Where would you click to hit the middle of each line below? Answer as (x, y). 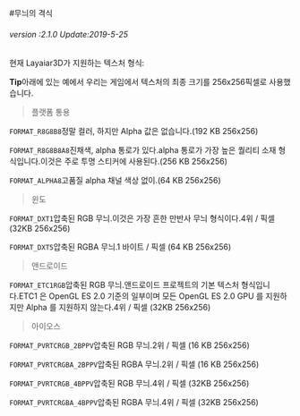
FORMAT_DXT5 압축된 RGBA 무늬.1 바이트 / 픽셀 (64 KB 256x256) (120, 247)
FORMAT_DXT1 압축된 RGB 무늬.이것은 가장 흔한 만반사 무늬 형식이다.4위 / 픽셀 (142, 218)
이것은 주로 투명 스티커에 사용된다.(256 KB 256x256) (134, 161)
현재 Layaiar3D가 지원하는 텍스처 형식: (77, 63)
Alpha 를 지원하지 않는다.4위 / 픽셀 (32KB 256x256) (118, 308)
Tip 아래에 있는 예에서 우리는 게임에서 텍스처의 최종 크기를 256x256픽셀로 (138, 82)
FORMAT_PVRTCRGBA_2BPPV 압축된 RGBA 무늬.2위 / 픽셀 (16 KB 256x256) (134, 364)
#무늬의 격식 (31, 13)
